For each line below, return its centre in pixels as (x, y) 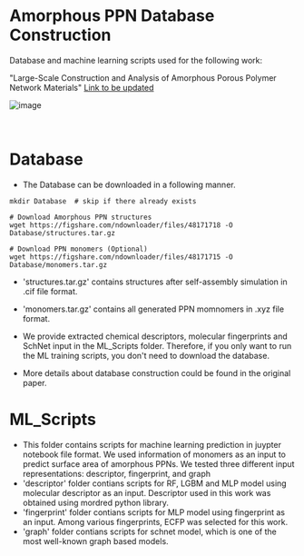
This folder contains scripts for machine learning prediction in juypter (152, 444)
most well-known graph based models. (96, 541)
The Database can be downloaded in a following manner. (129, 184)
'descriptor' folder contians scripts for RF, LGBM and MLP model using (155, 483)
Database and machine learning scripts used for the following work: (136, 60)
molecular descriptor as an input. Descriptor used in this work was (147, 492)
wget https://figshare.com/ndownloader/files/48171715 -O (121, 257)
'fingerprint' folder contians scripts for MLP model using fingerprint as (154, 512)
